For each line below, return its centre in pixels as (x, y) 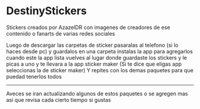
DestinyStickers (47, 11)
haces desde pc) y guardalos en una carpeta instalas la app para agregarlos (100, 51)
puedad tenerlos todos (34, 76)
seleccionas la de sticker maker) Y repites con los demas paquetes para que (100, 70)
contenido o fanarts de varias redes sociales (60, 33)
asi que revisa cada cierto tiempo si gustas (59, 100)
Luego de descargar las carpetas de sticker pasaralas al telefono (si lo (92, 45)
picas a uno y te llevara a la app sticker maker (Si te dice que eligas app (94, 64)
